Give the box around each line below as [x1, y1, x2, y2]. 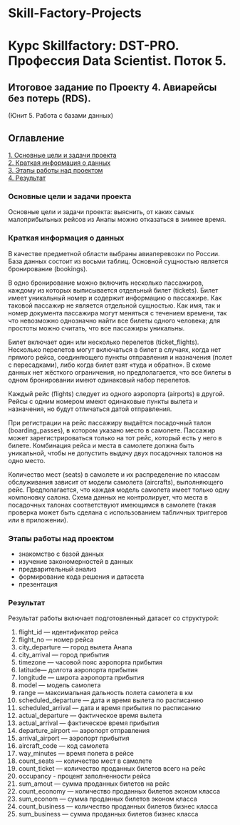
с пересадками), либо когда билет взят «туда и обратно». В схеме [8, 360, 212, 369]
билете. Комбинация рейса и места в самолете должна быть [8, 441, 194, 450]
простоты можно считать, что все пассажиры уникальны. [8, 323, 185, 333]
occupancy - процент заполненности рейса [18, 772, 152, 781]
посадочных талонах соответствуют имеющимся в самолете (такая [8, 500, 216, 509]
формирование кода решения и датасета [18, 572, 145, 581]
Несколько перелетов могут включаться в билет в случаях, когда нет [8, 345, 221, 354]
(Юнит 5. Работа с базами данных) [8, 111, 113, 120]
